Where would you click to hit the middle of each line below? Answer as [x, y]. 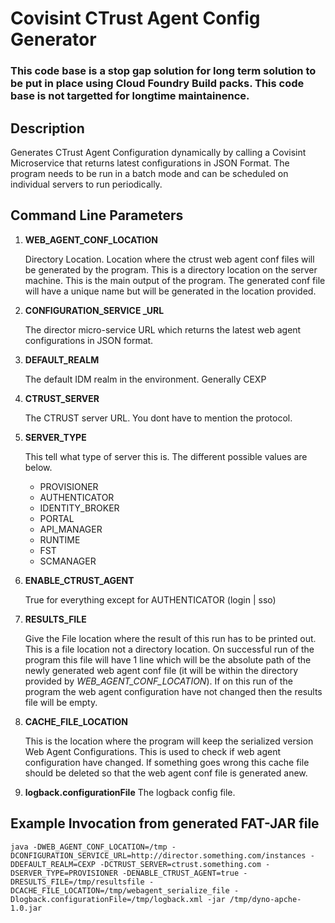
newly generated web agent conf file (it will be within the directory [161, 670]
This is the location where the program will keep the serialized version [169, 741]
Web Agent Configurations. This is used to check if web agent [152, 751]
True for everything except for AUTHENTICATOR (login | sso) [150, 599]
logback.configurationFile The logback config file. [130, 792]
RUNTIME [60, 539]
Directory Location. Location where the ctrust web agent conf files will [169, 259]
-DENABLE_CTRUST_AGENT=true [180, 873]
